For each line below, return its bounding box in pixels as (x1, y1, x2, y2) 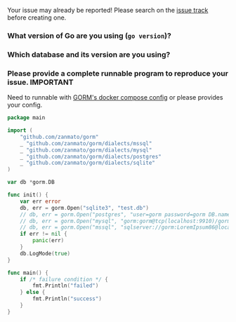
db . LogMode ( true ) (20, 250, 71, 257)
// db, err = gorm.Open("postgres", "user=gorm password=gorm (20, 210, 206, 218)
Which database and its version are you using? (7, 49, 171, 59)
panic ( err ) (32, 237, 65, 244)
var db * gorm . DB (7, 179, 55, 186)
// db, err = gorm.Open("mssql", (20, 224, 118, 231)
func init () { (7, 192, 49, 199)
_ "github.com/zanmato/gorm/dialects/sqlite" (20, 159, 156, 167)
